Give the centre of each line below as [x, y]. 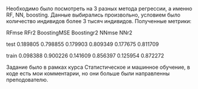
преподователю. [27, 80]
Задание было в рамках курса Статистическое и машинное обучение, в [98, 67]
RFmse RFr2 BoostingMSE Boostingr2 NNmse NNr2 [69, 33]
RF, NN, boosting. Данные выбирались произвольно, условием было [93, 15]
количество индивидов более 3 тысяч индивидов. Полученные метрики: [99, 21]
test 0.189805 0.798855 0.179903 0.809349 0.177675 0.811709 [83, 44]
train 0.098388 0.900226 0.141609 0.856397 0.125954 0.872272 [85, 55]
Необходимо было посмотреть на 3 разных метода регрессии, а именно [99, 9]
